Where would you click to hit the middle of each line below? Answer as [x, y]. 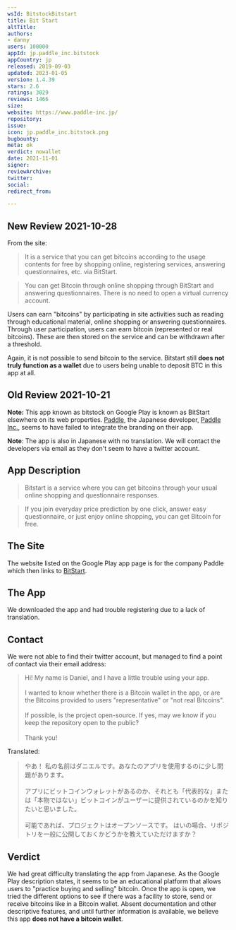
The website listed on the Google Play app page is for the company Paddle [116, 563]
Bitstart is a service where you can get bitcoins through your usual [121, 488]
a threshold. [25, 344]
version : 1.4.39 [31, 80]
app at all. [21, 373]
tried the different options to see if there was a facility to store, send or [110, 896]
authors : [20, 34]
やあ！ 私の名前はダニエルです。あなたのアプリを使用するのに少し [121, 766]
